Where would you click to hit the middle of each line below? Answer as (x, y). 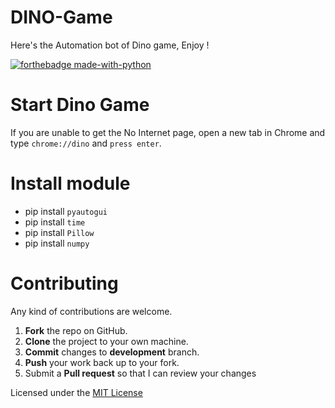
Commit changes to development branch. (112, 352)
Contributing (64, 283)
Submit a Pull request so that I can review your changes (140, 373)
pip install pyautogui (66, 211)
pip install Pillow (59, 232)
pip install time (55, 222)
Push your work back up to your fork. (102, 362)
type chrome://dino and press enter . (86, 143)
